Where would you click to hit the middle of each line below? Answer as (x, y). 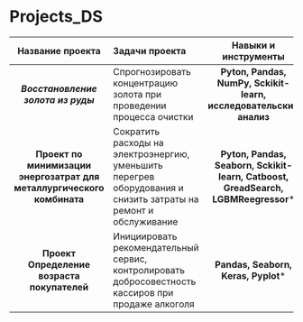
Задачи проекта (149, 51)
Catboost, (267, 176)
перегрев (133, 176)
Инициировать (145, 236)
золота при (137, 94)
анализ (254, 116)
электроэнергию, (151, 153)
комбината (59, 198)
